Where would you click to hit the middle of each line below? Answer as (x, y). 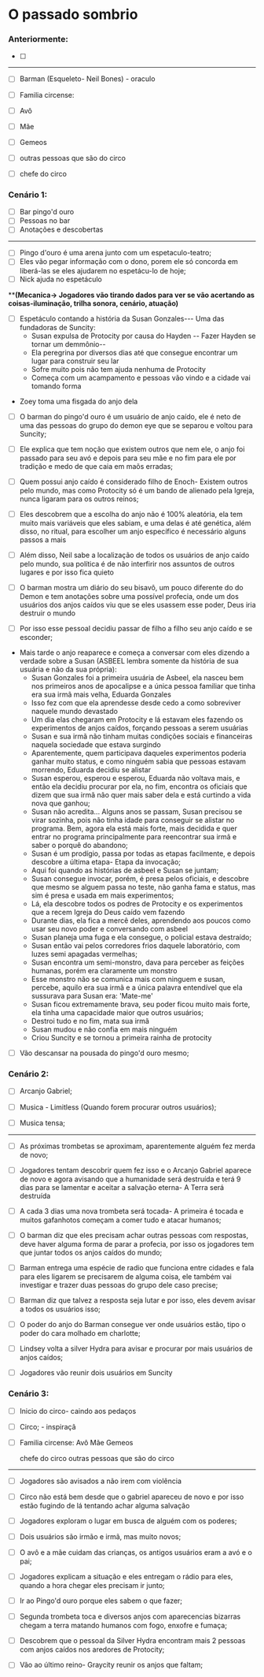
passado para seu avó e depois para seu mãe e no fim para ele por (128, 458)
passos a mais (43, 539)
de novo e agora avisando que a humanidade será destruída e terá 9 (130, 1179)
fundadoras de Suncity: (57, 327)
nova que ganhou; (60, 803)
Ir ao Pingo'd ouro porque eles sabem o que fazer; (101, 1601)
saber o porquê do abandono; (79, 846)
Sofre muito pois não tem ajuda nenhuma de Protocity (119, 369)
